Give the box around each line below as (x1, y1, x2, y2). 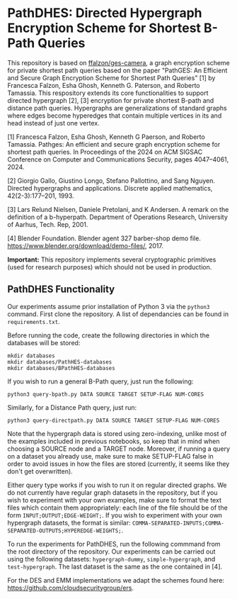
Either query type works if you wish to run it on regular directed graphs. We (7, 481, 228, 489)
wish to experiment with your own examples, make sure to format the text (7, 496, 221, 504)
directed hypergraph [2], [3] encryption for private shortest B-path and (7, 96, 214, 104)
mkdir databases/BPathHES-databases (7, 364, 115, 371)
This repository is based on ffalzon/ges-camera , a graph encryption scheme (7, 58, 230, 67)
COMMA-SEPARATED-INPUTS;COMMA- (132, 520, 225, 527)
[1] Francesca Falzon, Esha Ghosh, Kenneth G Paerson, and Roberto (7, 133, 205, 141)
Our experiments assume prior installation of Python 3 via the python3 (7, 302, 210, 310)
